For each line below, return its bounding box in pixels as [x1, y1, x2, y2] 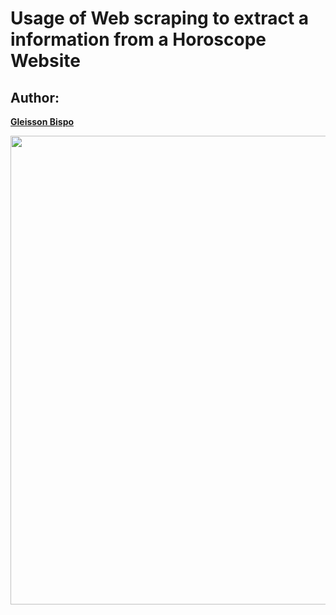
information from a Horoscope [10, 28, 267, 51]
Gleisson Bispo [10, 116, 75, 127]
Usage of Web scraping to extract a [10, 7, 310, 30]
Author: [10, 89, 60, 106]
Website [10, 50, 81, 72]
